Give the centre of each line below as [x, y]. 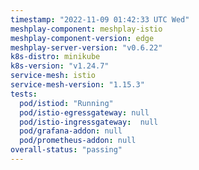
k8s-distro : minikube [55, 57]
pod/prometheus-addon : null [78, 141]
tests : [24, 94]
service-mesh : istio [53, 76]
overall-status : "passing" [66, 150]
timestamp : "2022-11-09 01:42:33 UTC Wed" [100, 19]
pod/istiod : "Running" [66, 103]
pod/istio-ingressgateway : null [89, 122]
